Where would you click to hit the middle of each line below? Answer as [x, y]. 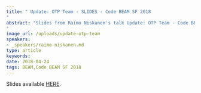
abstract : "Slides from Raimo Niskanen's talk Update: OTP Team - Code [97, 23]
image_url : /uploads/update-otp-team [53, 34]
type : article [24, 51]
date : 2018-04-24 [28, 61]
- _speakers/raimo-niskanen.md [45, 45]
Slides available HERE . [34, 84]
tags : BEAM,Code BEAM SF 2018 [44, 67]
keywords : [19, 56]
